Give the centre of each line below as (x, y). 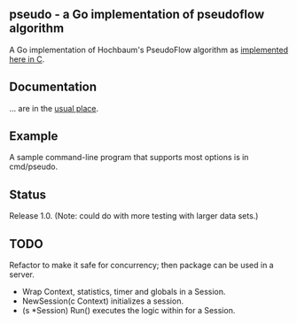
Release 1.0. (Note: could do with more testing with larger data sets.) (134, 216)
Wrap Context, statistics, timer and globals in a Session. (124, 292)
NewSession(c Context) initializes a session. (103, 301)
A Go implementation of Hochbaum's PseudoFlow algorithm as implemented (149, 50)
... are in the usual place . (54, 108)
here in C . (27, 59)
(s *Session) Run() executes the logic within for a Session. (129, 311)
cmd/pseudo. (34, 166)
